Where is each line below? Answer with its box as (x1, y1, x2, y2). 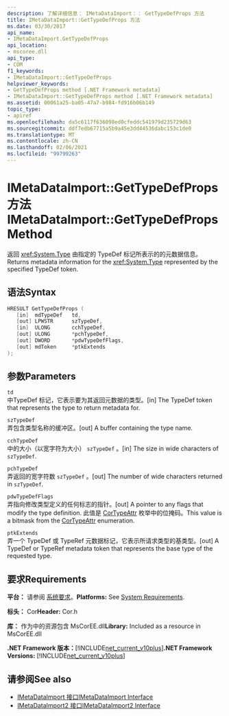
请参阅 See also (7, 673, 72, 685)
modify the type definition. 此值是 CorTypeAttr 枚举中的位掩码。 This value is (7, 509, 222, 517)
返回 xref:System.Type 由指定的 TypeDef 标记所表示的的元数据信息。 (7, 250, 202, 258)
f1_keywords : (7, 67, 45, 74)
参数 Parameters (7, 371, 76, 382)
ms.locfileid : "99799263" (7, 150, 81, 158)
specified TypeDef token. (7, 265, 79, 273)
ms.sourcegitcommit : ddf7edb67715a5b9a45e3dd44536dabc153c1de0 (7, 125, 192, 132)
